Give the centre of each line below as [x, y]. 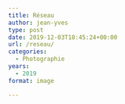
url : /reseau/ [31, 45]
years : [19, 66]
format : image [31, 81]
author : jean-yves [38, 23]
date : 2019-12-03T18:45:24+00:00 [63, 37]
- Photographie [40, 59]
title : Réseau [31, 15]
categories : [28, 52]
